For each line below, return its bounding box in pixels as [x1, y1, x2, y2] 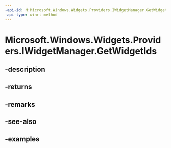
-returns [5, 83, 32, 91]
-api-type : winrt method [5, 12, 58, 17]
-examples [5, 135, 40, 143]
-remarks [5, 100, 35, 109]
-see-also [5, 117, 37, 126]
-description [5, 65, 45, 74]
